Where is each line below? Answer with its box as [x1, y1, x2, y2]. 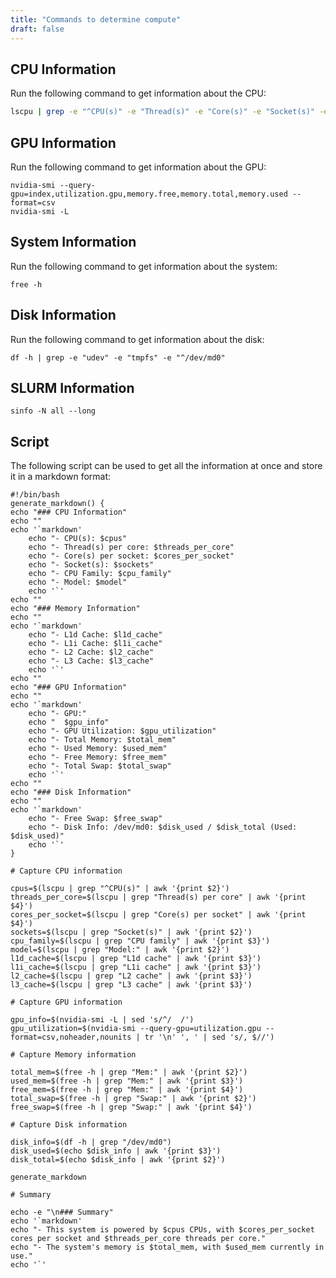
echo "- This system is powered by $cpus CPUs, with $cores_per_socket [10, 1225, 315, 1235]
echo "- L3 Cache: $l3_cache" [28, 656, 155, 666]
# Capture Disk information [10, 1120, 128, 1130]
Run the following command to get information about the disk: [10, 333, 265, 345]
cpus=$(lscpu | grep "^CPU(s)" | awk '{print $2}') [10, 884, 230, 894]
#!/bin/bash [10, 490, 60, 500]
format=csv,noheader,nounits [10, 1032, 132, 1043]
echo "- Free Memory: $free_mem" [28, 752, 168, 763]
